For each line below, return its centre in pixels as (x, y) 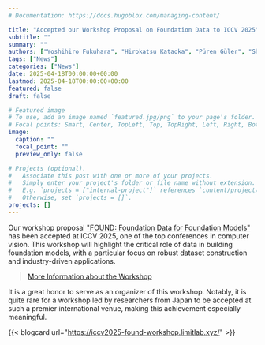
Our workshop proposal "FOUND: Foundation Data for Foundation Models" (129, 227)
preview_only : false (49, 154)
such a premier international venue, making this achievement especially (124, 308)
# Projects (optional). (47, 168)
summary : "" (28, 44)
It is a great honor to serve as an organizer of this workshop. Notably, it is (127, 291)
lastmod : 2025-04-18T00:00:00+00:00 (68, 81)
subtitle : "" (30, 37)
